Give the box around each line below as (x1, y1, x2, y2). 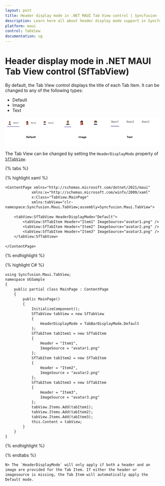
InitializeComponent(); (31, 307, 80, 312)
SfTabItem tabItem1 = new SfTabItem (31, 331, 107, 336)
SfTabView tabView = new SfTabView (31, 312, 105, 317)
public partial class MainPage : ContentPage (14, 287, 109, 292)
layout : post (5, 8, 32, 13)
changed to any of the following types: (5, 87, 83, 93)
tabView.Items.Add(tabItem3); (31, 415, 93, 420)
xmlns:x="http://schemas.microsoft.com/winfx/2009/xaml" (31, 190, 151, 195)
